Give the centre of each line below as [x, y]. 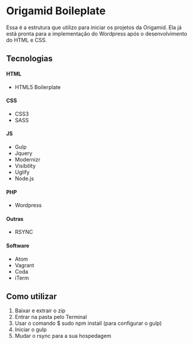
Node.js [24, 178]
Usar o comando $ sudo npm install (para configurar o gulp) [88, 323]
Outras [15, 219]
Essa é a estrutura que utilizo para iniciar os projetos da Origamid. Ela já [94, 27]
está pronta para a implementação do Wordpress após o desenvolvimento [97, 33]
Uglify [22, 172]
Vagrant [24, 265]
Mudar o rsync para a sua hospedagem [63, 336]
